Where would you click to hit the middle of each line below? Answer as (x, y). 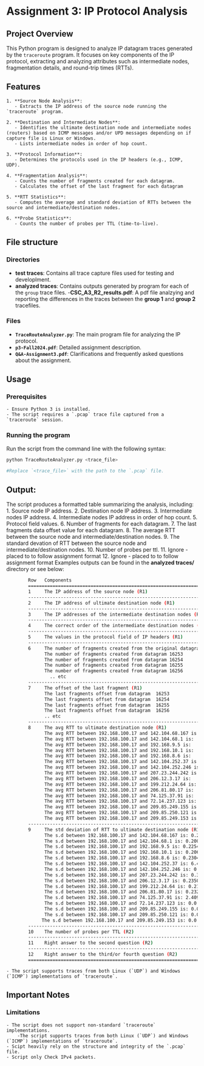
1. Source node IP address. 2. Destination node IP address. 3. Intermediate (99, 511)
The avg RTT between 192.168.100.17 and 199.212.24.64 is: (121, 784)
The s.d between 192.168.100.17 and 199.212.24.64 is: (115, 886)
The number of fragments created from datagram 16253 (114, 654)
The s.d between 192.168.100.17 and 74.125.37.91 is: (114, 898)
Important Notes (38, 995)
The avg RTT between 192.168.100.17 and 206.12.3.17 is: (118, 778)
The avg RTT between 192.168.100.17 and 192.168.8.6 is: (118, 756)
